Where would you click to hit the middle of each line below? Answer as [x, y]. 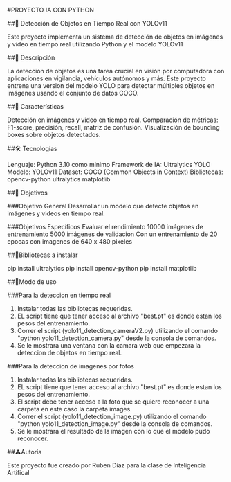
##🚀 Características [36, 106]
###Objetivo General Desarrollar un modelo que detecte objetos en [103, 206]
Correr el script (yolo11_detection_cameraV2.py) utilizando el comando [117, 331]
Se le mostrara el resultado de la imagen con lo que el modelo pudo [113, 431]
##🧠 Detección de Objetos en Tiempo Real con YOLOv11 [87, 23]
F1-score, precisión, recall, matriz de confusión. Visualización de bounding [113, 127]
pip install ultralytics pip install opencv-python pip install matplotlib [102, 268]
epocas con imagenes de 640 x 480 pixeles [70, 241]
